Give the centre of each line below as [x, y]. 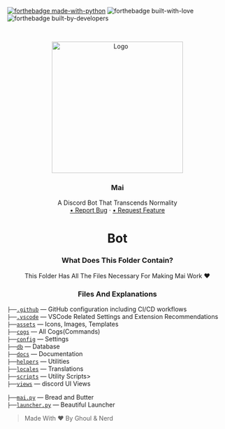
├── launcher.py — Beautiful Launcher [61, 405]
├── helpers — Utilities [38, 362]
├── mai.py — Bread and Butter [51, 397]
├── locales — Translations [45, 369]
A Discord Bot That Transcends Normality [117, 203]
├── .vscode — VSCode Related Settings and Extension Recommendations [113, 317]
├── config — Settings [38, 339]
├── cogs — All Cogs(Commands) [54, 332]
